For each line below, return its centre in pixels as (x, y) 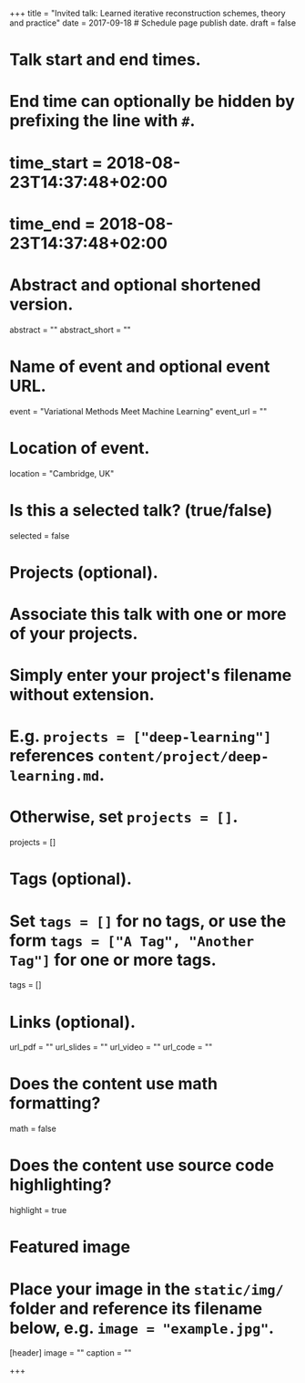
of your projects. (74, 633)
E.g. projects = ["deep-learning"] (141, 736)
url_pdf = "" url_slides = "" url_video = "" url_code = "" (111, 1047)
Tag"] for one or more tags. (113, 960)
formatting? (55, 1103)
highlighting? (61, 1185)
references (52, 756)
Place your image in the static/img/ (147, 1289)
